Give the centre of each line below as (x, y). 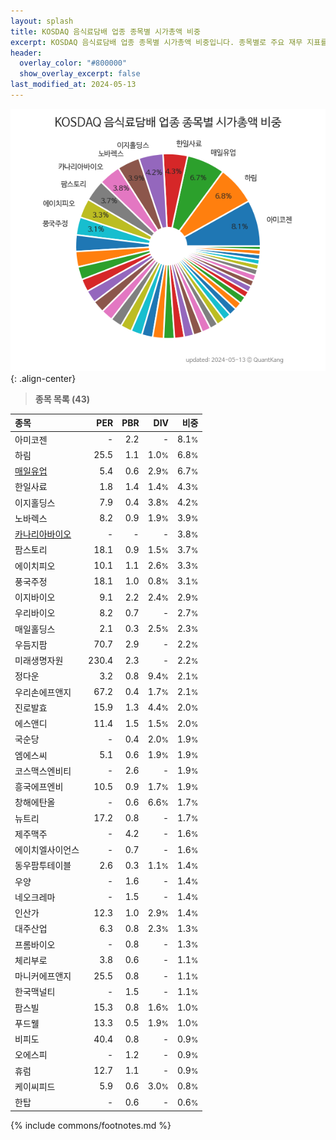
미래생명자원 (39, 661)
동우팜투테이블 (43, 866)
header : (26, 53)
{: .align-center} (43, 378)
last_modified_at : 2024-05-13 (73, 85)
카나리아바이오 (43, 534)
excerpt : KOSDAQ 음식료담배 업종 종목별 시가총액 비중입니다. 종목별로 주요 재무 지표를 (169, 42)
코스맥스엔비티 (43, 771)
